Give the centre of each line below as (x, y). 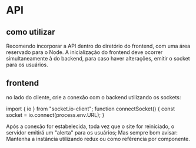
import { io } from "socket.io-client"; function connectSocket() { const (91, 109)
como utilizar (31, 32)
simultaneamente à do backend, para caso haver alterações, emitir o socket (98, 58)
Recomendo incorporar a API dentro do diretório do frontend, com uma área (98, 46)
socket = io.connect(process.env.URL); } (55, 115)
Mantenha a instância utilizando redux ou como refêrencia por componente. (98, 139)
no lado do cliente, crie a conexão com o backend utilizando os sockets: (94, 97)
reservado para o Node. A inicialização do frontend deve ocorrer (84, 52)
